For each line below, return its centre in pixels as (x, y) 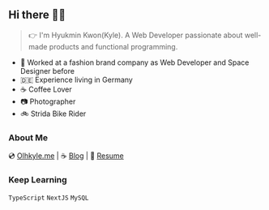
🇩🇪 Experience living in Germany (77, 79)
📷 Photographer (48, 101)
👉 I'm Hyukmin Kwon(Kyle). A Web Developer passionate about (135, 35)
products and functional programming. (113, 46)
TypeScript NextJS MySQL (49, 198)
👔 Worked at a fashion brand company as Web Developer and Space (134, 62)
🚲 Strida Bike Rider (53, 114)
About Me (28, 137)
